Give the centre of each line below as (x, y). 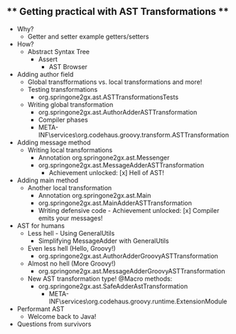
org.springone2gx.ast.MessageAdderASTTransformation (121, 165)
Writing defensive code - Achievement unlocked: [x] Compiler (129, 210)
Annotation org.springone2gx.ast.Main (95, 195)
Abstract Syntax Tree (59, 51)
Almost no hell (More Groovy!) (72, 263)
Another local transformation (70, 187)
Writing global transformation (70, 104)
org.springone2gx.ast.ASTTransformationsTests (108, 97)
